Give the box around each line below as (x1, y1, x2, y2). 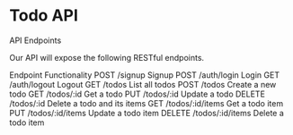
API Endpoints (9, 35, 62, 46)
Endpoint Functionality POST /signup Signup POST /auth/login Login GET (9, 69, 280, 80)
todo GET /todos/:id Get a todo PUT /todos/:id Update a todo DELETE (9, 89, 265, 99)
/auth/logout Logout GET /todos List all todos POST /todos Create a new (9, 79, 277, 89)
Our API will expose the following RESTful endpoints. (9, 52, 205, 63)
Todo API (9, 5, 79, 26)
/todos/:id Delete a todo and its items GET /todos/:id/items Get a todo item (9, 97, 284, 108)
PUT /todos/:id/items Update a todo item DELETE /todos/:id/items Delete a (9, 107, 285, 118)
